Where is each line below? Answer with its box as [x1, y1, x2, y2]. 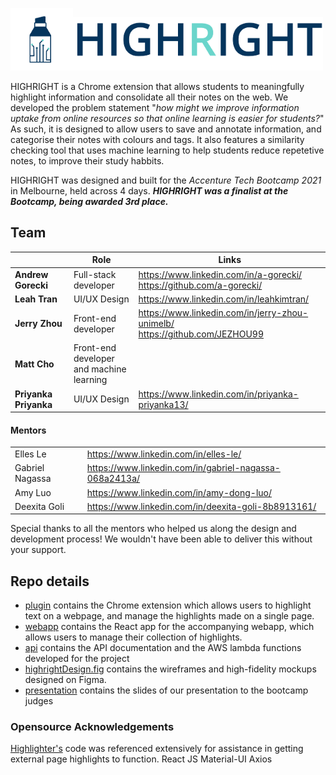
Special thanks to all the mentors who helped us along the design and [10, 523, 297, 535]
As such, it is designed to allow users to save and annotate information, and [10, 123, 322, 135]
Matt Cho [14, 358, 55, 370]
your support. [10, 544, 67, 556]
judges [24, 695, 54, 707]
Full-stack [73, 268, 117, 280]
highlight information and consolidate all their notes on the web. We [10, 91, 289, 103]
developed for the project [24, 653, 130, 665]
